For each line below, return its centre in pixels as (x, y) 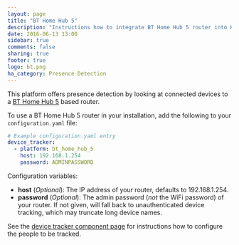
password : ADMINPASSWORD (57, 162)
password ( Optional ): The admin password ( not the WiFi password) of (121, 197)
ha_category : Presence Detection (57, 73)
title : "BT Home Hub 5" (43, 21)
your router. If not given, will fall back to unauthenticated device (111, 204)
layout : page (27, 14)
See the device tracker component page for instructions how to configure (115, 226)
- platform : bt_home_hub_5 (54, 149)
